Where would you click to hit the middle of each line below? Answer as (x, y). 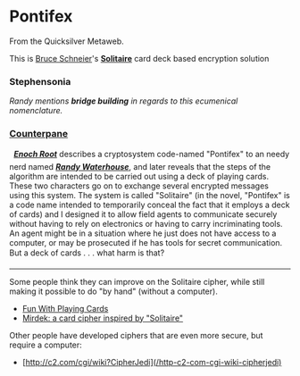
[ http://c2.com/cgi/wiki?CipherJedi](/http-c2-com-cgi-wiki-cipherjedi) (152, 362)
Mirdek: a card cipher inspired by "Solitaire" (103, 318)
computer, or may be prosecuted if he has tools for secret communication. (146, 242)
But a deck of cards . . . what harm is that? (87, 253)
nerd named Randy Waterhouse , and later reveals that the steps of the (140, 166)
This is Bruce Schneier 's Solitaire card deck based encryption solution (139, 58)
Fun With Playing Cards (65, 308)
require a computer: (46, 345)
